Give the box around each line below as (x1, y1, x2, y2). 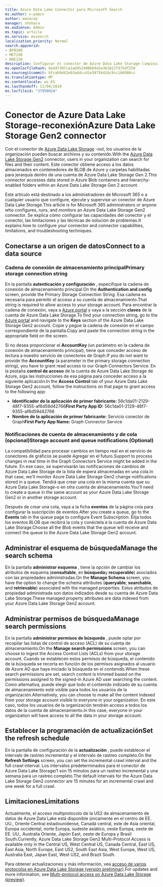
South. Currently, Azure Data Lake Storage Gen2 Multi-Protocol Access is (5, 836, 151, 842)
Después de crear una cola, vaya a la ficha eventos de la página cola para (5, 504, 154, 510)
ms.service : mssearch (5, 35, 49, 39)
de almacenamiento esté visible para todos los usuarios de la (5, 686, 127, 693)
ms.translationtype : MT (5, 75, 53, 80)
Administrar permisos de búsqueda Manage (5, 614, 140, 623)
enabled (5, 182, 21, 188)
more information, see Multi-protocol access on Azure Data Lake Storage (5, 871, 151, 877)
